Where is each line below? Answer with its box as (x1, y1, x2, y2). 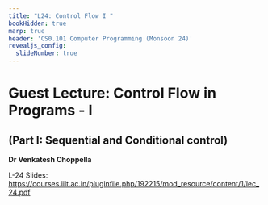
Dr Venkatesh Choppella (8, 155, 92, 164)
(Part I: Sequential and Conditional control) (8, 133, 228, 147)
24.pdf (8, 187, 31, 197)
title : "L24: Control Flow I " (8, 11, 114, 20)
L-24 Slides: (8, 170, 48, 180)
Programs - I (8, 102, 93, 119)
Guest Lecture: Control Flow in (8, 84, 216, 102)
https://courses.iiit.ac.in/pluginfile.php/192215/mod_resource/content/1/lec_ (8, 179, 260, 188)
